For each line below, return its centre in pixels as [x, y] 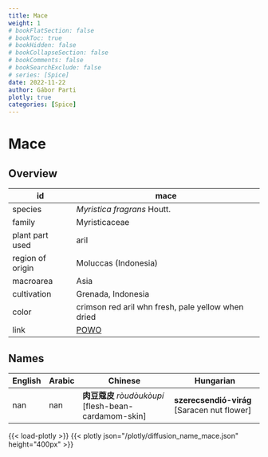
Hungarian [215, 380]
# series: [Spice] [39, 75]
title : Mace [28, 16]
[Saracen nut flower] [213, 410]
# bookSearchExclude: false [55, 68]
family [24, 223]
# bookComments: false [46, 61]
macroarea [33, 282]
